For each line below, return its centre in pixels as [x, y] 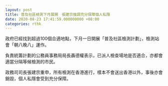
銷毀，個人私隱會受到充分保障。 [38, 78]
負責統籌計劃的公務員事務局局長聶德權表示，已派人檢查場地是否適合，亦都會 [84, 55]
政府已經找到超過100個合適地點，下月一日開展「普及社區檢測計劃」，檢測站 [82, 38]
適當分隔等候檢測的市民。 [31, 62]
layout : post [19, 10]
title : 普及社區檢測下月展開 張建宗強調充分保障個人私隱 [58, 14]
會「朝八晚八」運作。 [27, 45]
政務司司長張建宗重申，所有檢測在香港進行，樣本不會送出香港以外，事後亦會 [84, 72]
